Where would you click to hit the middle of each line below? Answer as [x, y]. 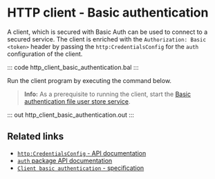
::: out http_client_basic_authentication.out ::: [71, 115]
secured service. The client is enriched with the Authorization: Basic [106, 39]
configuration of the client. [45, 54]
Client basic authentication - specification [81, 168]
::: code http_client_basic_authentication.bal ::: [73, 67]
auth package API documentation [65, 160]
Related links [36, 136]
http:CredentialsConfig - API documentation [82, 153]
